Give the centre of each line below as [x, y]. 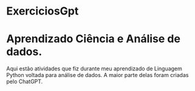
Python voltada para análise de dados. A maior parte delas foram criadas [97, 75]
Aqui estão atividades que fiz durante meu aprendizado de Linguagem [94, 69]
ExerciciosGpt [43, 11]
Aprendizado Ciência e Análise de [94, 39]
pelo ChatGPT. [25, 82]
